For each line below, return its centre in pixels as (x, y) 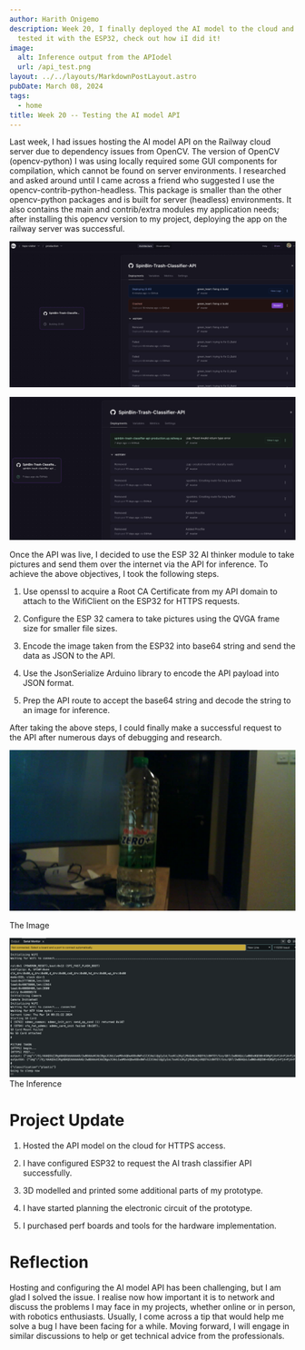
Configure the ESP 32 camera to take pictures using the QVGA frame (151, 619)
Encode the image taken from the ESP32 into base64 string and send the (159, 646)
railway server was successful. (67, 229)
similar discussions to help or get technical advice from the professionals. (147, 1335)
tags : (20, 95)
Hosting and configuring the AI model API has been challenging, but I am (145, 1287)
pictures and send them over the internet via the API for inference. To (139, 564)
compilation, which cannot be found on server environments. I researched (148, 171)
